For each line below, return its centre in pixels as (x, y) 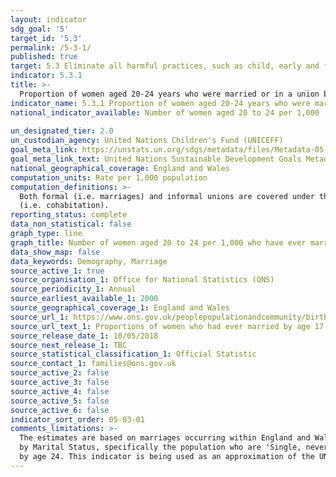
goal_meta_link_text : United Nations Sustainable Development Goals (156, 159)
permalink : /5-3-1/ (51, 47)
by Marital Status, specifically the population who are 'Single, (160, 447)
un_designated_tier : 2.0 (62, 131)
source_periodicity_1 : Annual (73, 289)
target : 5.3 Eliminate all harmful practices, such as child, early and (165, 66)
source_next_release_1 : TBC (69, 345)
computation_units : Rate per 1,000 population (109, 177)
